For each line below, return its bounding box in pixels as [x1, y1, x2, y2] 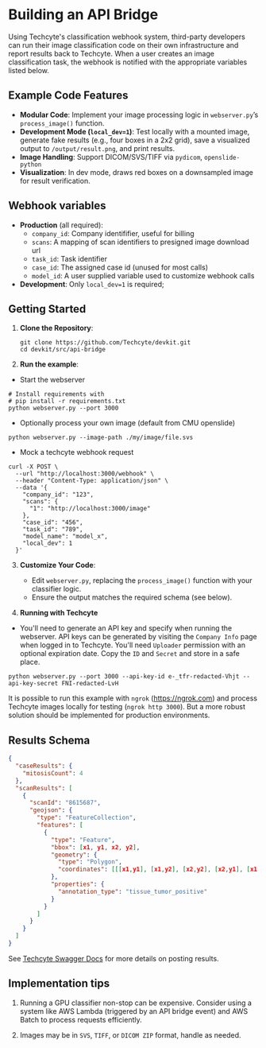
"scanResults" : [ [15, 784, 73, 792]
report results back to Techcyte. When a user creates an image [8, 49, 214, 58]
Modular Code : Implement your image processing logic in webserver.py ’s [19, 110, 259, 119]
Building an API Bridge [8, 6, 159, 24]
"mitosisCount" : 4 [22, 769, 83, 777]
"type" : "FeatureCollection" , [37, 813, 137, 822]
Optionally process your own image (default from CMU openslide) [19, 418, 236, 428]
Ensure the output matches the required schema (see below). [31, 592, 233, 602]
